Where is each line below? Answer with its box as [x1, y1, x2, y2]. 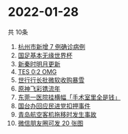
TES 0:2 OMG [17, 67, 57, 76]
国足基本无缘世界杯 [17, 51, 73, 59]
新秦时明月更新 [17, 59, 61, 68]
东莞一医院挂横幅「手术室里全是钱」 [17, 93, 121, 101]
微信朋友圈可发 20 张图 [17, 119, 84, 127]
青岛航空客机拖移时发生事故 [17, 110, 97, 118]
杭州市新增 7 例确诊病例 [17, 42, 85, 50]
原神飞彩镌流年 [17, 84, 61, 93]
